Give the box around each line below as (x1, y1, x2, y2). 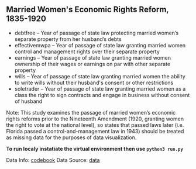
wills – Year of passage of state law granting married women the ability (14, 73, 185, 80)
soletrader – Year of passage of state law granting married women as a (14, 85, 186, 92)
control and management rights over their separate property (14, 48, 160, 55)
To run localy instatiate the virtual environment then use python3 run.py (6, 145, 183, 152)
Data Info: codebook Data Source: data (6, 156, 100, 163)
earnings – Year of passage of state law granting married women (14, 54, 171, 61)
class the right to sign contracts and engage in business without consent (14, 91, 190, 98)
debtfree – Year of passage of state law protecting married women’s (14, 29, 179, 36)
